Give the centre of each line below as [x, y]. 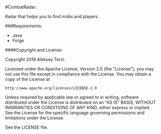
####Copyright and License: [34, 50]
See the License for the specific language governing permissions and [75, 113]
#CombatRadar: [21, 7]
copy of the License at [28, 79]
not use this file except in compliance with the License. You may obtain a [78, 74]
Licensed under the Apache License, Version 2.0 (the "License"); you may [80, 69]
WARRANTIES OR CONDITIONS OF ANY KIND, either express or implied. [78, 107]
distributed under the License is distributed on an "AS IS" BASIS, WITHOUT [80, 102]
